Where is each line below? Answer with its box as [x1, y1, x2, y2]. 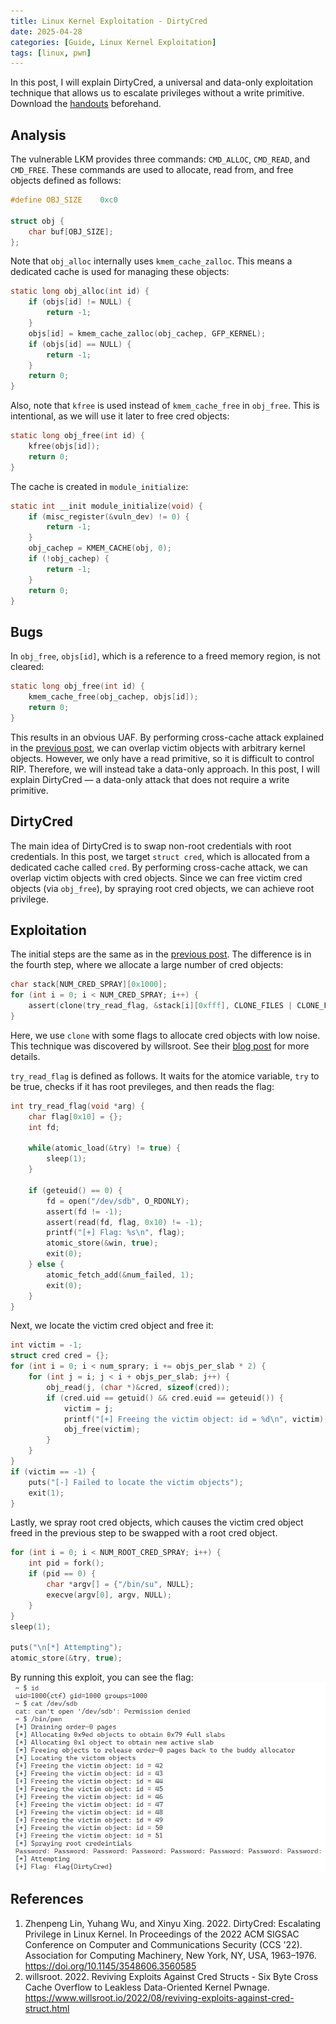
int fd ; [28, 1122, 60, 1132]
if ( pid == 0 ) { [28, 1569, 97, 1579]
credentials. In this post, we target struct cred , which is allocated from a [10, 850, 310, 862]
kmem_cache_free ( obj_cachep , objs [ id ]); [28, 692, 199, 702]
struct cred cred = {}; [10, 1351, 110, 1361]
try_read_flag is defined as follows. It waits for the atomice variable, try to [10, 1070, 320, 1082]
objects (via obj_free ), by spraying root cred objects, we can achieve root [10, 882, 315, 894]
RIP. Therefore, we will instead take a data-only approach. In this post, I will [10, 763, 320, 775]
